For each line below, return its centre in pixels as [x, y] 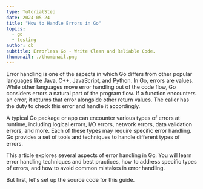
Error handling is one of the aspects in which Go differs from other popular [99, 74]
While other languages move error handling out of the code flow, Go [91, 87]
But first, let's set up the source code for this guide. [71, 179]
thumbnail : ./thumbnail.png [42, 57]
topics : [16, 29]
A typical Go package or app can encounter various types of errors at [93, 118]
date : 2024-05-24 [28, 18]
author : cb [20, 46]
